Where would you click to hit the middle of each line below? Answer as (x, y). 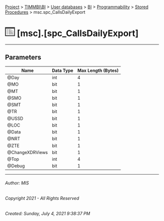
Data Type (63, 70)
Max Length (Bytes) (98, 70)
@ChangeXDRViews (27, 152)
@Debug (16, 166)
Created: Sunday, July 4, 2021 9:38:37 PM (48, 213)
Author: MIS (17, 183)
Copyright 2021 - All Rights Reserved (42, 199)
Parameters (23, 57)
